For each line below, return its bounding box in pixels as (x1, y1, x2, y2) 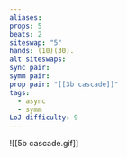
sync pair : (9, 64, 50, 73)
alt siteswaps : (9, 55, 67, 64)
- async (17, 96, 47, 106)
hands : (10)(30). (9, 47, 75, 56)
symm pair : (9, 72, 50, 81)
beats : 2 (9, 30, 42, 39)
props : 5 (9, 22, 42, 31)
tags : (9, 88, 30, 97)
